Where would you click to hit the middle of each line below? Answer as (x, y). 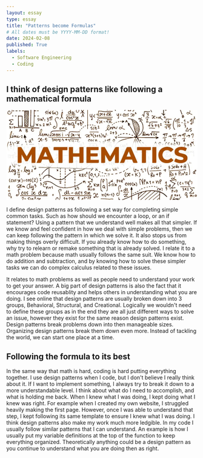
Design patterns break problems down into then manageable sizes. (90, 325)
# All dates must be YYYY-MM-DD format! (58, 32)
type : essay (21, 19)
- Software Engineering (42, 58)
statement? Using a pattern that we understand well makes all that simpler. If (102, 223)
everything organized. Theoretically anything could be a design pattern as (98, 442)
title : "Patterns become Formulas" (51, 25)
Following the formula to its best (68, 356)
